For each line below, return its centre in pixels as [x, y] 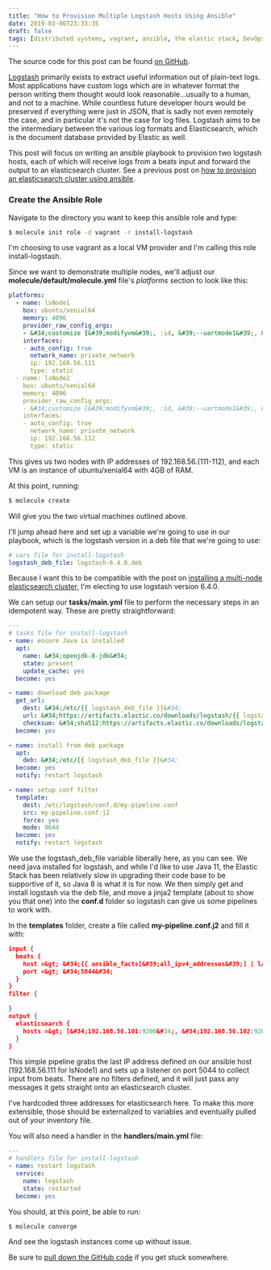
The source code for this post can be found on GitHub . [99, 62]
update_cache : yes [54, 671]
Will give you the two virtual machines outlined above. [98, 516]
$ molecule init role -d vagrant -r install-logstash [101, 232]
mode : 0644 [41, 828]
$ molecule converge [43, 1226]
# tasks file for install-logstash [68, 633]
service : [30, 1174]
